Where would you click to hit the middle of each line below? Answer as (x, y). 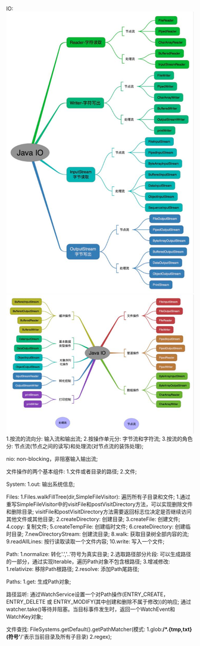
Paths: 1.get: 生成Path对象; (39, 582)
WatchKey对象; (25, 617)
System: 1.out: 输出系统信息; (41, 484)
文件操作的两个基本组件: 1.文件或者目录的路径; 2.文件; (71, 472)
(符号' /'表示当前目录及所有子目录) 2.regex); (59, 637)
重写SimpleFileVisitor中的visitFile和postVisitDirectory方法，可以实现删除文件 (100, 504)
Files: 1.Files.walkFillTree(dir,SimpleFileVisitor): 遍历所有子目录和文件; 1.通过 (98, 497)
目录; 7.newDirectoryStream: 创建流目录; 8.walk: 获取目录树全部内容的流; (100, 534)
